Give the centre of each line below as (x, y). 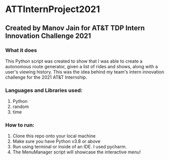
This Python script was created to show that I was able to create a (74, 61)
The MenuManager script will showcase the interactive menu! (77, 152)
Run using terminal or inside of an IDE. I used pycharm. (70, 147)
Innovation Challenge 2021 (48, 36)
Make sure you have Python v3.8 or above (57, 141)
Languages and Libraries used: (44, 90)
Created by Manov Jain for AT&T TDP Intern (75, 28)
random (21, 106)
